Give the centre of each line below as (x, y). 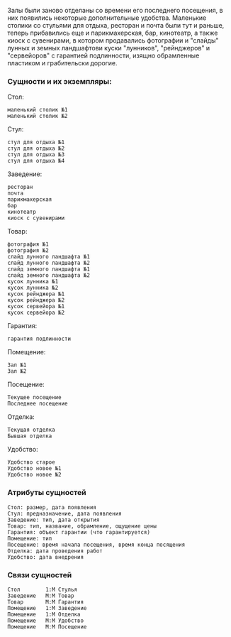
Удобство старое (31, 462)
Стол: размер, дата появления (52, 507)
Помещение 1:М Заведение (47, 608)
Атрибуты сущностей (47, 493)
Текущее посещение (34, 398)
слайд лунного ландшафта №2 (49, 263)
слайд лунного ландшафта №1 (49, 257)
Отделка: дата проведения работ (55, 551)
